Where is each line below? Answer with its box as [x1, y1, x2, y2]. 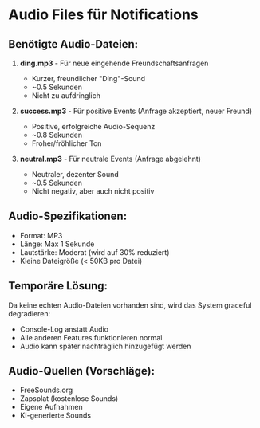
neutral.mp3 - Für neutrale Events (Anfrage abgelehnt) [19, 154, 202, 163]
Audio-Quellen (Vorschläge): [8, 364, 156, 378]
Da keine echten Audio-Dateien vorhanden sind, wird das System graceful [8, 300, 252, 310]
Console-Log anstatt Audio [19, 324, 109, 334]
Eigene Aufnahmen [19, 402, 83, 412]
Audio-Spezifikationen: [8, 210, 128, 223]
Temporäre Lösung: [8, 279, 108, 293]
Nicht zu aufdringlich [31, 91, 101, 100]
